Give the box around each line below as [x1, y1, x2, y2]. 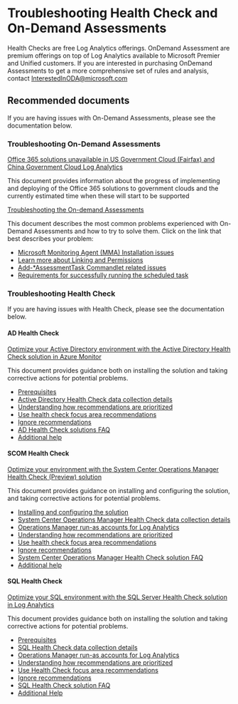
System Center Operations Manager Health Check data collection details [17, 515, 231, 524]
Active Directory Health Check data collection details [17, 395, 173, 403]
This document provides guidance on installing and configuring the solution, [7, 486, 231, 495]
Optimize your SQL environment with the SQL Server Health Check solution [7, 593, 228, 601]
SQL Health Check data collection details [17, 643, 138, 651]
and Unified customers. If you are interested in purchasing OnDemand [7, 58, 212, 67]
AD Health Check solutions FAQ [17, 425, 111, 434]
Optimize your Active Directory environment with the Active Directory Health [7, 344, 231, 353]
